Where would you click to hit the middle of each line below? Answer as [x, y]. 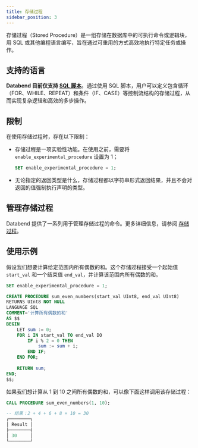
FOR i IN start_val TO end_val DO [59, 335]
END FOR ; [28, 358]
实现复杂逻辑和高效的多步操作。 [50, 101]
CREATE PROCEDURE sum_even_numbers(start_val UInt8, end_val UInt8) [93, 296]
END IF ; [37, 352]
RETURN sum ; [32, 368]
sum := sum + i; [58, 346]
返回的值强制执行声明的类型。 [51, 187]
